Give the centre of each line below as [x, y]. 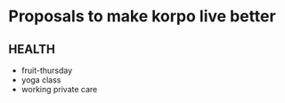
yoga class [41, 80]
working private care [59, 89]
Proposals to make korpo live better [142, 16]
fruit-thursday [47, 70]
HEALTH [32, 49]
